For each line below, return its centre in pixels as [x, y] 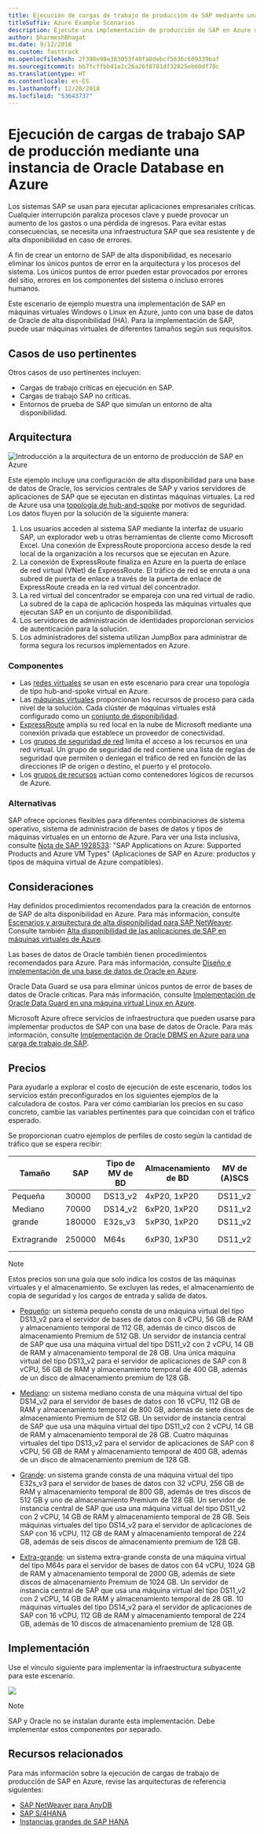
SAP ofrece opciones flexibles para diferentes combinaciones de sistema [126, 820]
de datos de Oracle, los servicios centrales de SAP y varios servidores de [127, 488]
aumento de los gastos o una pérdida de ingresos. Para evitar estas [117, 223]
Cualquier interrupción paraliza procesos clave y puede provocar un [119, 215]
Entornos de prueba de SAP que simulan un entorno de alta [115, 404]
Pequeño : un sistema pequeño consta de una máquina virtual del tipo [132, 1311]
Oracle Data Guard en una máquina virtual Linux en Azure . [102, 1003]
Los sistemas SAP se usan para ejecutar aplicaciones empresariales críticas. [132, 207]
